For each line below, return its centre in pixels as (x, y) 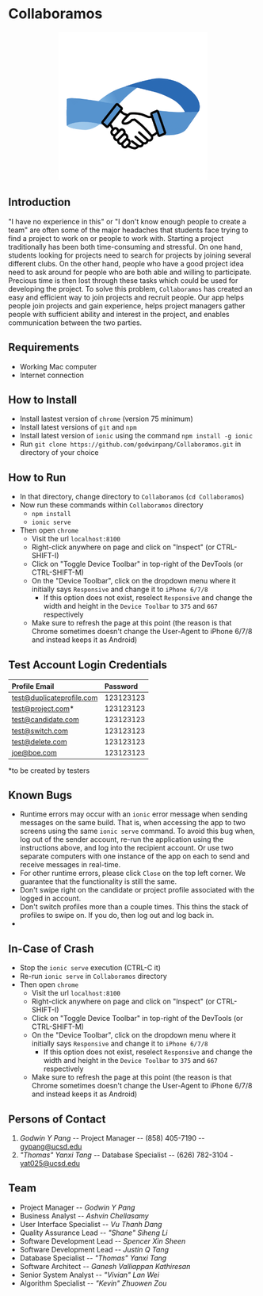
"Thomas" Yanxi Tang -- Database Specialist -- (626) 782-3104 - (126, 1155)
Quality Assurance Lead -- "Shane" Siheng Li (93, 1233)
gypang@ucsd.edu (51, 1146)
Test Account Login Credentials (88, 665)
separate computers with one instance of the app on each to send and (134, 856)
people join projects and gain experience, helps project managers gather (127, 305)
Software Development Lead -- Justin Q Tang (94, 1249)
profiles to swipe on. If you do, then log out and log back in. (117, 916)
